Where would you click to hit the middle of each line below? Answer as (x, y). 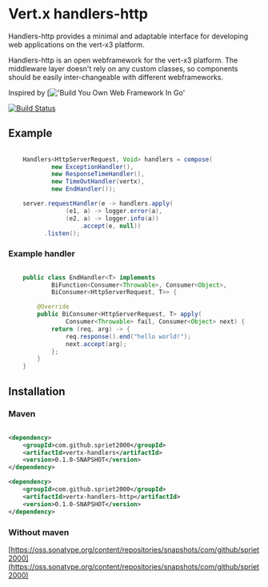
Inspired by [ (29, 92)
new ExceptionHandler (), (92, 167)
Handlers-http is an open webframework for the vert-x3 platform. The (123, 60)
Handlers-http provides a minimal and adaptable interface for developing (128, 36)
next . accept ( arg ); (96, 344)
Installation (37, 391)
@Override (53, 307)
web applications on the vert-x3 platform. (77, 44)
